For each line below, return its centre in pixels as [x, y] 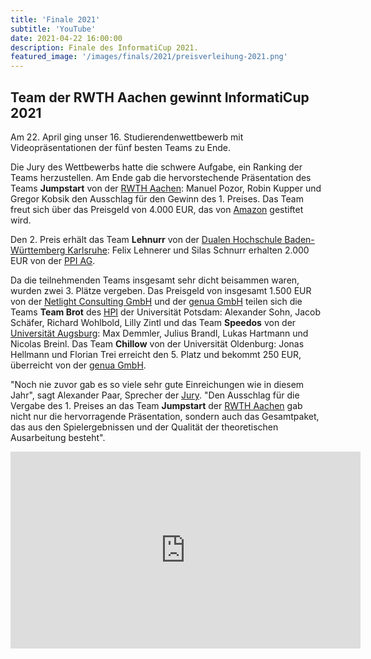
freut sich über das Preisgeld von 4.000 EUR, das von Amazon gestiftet [157, 209]
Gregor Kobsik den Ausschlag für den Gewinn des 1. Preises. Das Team [157, 198]
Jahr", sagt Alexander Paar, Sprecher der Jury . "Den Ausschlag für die [155, 395]
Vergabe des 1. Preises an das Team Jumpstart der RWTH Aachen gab [156, 405]
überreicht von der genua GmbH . [78, 365]
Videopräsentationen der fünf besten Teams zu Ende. [121, 147]
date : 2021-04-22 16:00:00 [66, 38]
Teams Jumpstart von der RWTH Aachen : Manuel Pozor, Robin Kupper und [166, 188]
